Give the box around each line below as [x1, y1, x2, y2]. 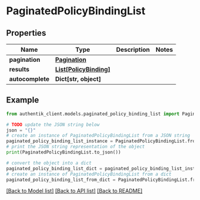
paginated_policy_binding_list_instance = [6, 138, 113, 144]
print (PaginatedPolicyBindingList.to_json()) [6, 149, 121, 155]
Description [115, 46, 150, 54]
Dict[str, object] [55, 75, 101, 83]
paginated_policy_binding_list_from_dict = [6, 177, 116, 183]
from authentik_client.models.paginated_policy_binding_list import [6, 111, 180, 117]
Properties [6, 28, 46, 38]
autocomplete [9, 75, 49, 83]
